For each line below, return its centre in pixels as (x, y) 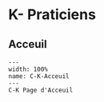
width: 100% (28, 69)
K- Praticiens (52, 15)
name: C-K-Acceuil (39, 76)
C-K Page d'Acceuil (41, 90)
